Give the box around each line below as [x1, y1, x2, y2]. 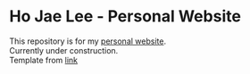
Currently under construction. [9, 45, 119, 55]
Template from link [9, 54, 79, 65]
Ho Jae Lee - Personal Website [9, 6, 241, 27]
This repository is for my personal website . [9, 36, 167, 46]
